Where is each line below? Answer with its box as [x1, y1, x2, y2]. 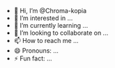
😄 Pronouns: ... [13, 46, 59, 55]
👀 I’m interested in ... [13, 14, 73, 22]
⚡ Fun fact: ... [13, 54, 52, 62]
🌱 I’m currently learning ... [13, 22, 89, 29]
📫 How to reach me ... [13, 37, 79, 44]
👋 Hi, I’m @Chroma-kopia [13, 7, 87, 15]
